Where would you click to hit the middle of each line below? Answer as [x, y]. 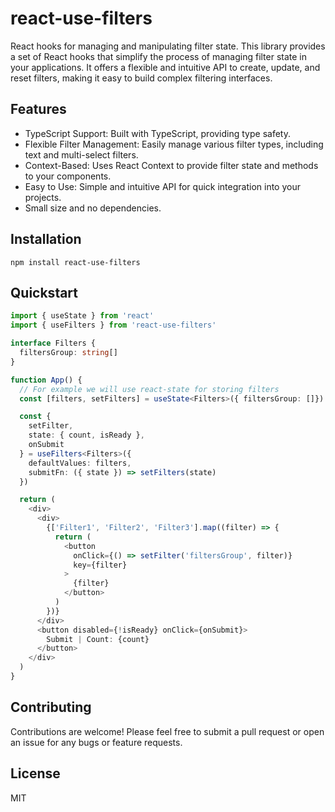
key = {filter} [100, 565]
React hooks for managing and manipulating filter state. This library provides [168, 46]
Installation [46, 239]
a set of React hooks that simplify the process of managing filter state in [159, 56]
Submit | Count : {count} [98, 639]
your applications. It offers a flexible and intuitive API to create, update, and [165, 67]
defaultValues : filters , [80, 463]
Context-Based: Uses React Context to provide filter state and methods [171, 165]
